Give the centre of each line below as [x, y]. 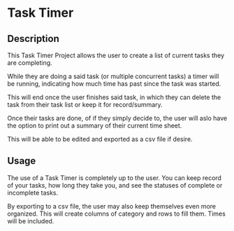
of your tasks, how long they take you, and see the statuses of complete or [115, 185]
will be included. [31, 221]
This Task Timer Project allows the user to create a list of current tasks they [116, 55]
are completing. [30, 63]
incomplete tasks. [32, 193]
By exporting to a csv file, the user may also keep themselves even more [112, 206]
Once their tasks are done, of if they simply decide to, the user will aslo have [117, 118]
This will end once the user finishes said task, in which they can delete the [114, 97]
